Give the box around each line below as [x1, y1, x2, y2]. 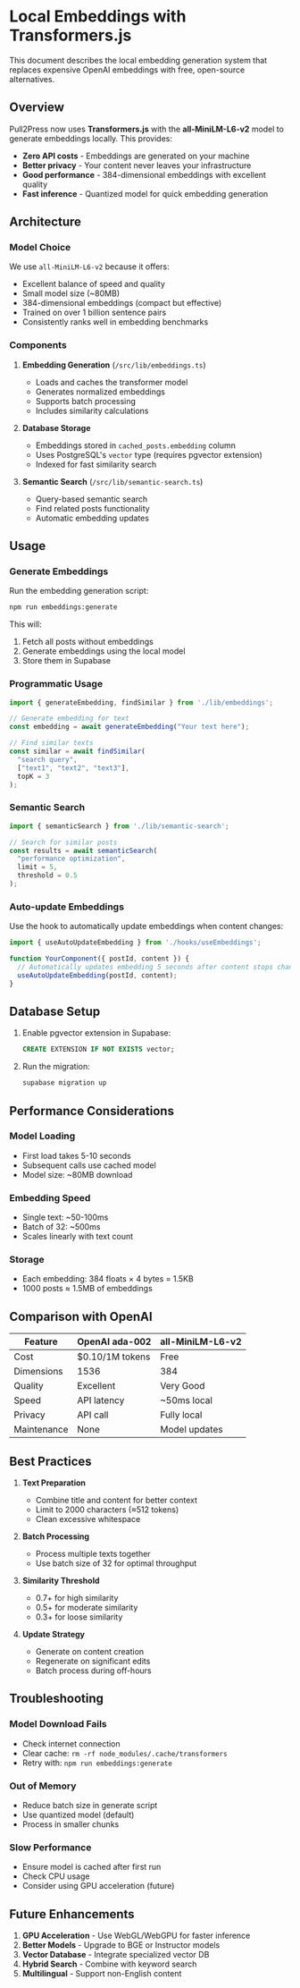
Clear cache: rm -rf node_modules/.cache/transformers [21, 1747, 228, 1758]
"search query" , [17, 755, 78, 764]
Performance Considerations [9, 1103, 174, 1119]
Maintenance [13, 1424, 69, 1436]
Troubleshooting [9, 1691, 104, 1706]
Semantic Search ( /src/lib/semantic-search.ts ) [21, 476, 204, 486]
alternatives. [9, 73, 55, 84]
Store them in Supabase [21, 656, 112, 666]
